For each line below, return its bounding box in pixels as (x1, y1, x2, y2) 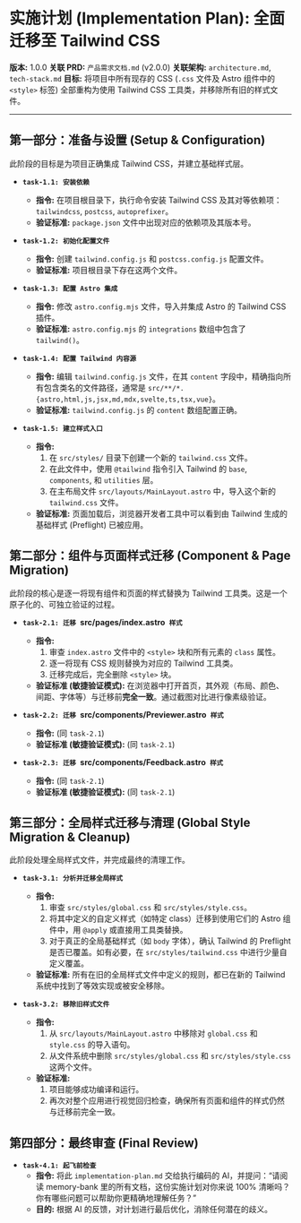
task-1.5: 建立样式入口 (21, 424, 103, 433)
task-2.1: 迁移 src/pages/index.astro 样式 (21, 616, 183, 627)
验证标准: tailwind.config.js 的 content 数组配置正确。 (35, 404, 243, 415)
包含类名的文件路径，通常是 (43, 382, 146, 392)
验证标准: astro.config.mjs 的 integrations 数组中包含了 (35, 323, 246, 334)
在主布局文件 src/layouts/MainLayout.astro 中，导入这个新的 (48, 486, 276, 496)
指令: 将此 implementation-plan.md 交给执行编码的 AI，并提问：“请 (35, 1170, 280, 1181)
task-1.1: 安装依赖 (21, 177, 90, 186)
